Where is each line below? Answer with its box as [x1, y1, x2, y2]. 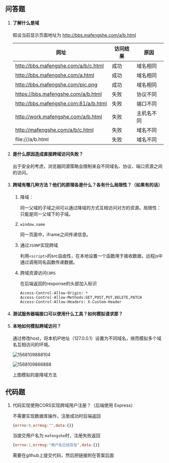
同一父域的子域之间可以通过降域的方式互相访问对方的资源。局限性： [20, 205, 161, 210]
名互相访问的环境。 [12, 341, 53, 347]
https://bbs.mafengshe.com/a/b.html [15, 90, 102, 97]
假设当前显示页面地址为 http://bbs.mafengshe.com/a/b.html [12, 32, 136, 38]
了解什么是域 [12, 20, 39, 26]
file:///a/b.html [15, 135, 49, 142]
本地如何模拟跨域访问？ [12, 323, 61, 329]
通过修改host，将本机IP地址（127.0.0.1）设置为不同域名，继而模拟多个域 [12, 335, 162, 341]
